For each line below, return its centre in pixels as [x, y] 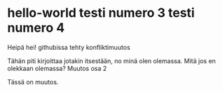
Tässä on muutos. [33, 81]
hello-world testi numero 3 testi [101, 13]
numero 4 [36, 28]
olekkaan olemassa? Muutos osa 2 [57, 68]
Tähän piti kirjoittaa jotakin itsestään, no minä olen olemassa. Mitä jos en [111, 60]
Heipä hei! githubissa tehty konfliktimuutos [69, 47]
